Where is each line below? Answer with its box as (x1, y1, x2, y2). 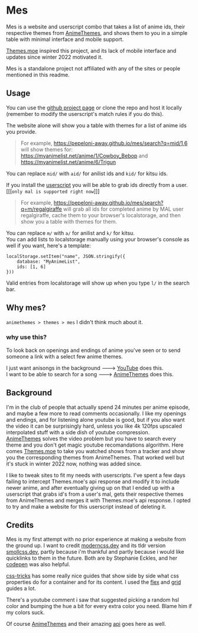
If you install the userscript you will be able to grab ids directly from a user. (6, 181, 188, 188)
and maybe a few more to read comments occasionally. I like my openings (6, 409, 187, 417)
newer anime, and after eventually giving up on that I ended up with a (6, 484, 175, 491)
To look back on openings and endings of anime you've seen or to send (6, 347, 181, 354)
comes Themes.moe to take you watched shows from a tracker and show (6, 447, 185, 454)
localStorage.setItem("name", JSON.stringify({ (6, 253, 126, 259)
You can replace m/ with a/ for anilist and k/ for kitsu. (6, 229, 135, 237)
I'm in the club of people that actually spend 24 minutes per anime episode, (6, 403, 190, 411)
